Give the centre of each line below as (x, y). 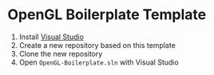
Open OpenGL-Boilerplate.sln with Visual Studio (99, 62)
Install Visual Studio (52, 37)
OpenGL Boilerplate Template (107, 15)
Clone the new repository (61, 53)
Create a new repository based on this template (97, 45)
